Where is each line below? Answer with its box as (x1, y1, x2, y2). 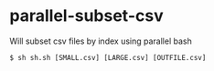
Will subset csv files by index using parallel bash (9, 35, 192, 46)
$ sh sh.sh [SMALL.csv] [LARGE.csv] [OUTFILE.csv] (9, 53, 207, 62)
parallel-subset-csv (9, 5, 164, 26)
